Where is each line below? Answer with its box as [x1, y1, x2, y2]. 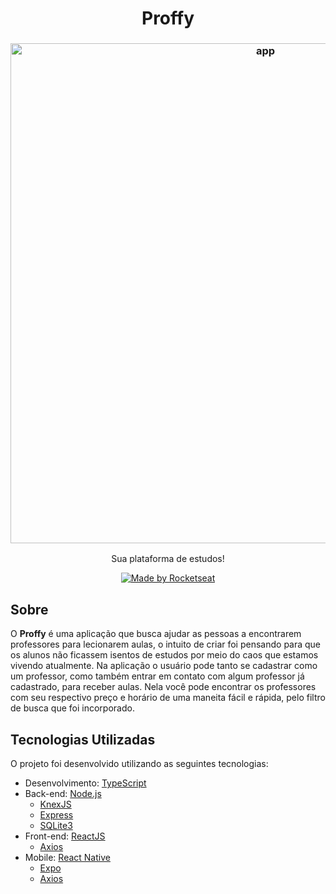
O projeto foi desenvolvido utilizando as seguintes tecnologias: [10, 758, 269, 770]
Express [39, 809, 74, 821]
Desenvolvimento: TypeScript [24, 777, 147, 789]
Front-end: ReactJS [24, 830, 106, 842]
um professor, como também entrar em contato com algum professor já [10, 670, 305, 682]
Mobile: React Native [24, 852, 111, 864]
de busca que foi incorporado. [10, 702, 135, 714]
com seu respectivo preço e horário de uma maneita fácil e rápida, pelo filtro [10, 692, 326, 704]
